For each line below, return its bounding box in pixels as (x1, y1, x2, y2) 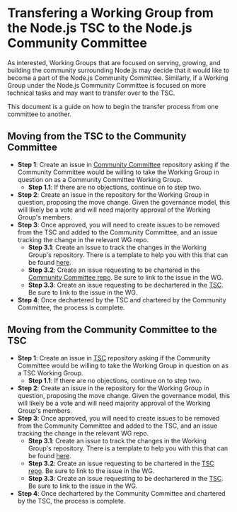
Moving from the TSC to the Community (7, 130, 187, 142)
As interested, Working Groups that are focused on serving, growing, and (7, 58, 221, 67)
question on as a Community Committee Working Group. (17, 175, 183, 183)
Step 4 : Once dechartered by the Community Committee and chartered (17, 489, 226, 497)
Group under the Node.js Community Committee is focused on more (7, 81, 207, 89)
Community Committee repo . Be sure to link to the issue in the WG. (28, 273, 224, 281)
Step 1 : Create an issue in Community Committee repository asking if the (17, 160, 230, 169)
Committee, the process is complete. (17, 303, 125, 312)
